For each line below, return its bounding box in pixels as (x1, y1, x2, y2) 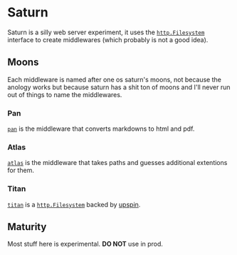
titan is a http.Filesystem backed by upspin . (7, 200, 141, 209)
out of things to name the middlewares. (7, 90, 122, 99)
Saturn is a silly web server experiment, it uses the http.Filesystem (7, 28, 205, 36)
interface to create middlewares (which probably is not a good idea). (7, 35, 209, 44)
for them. (7, 166, 34, 175)
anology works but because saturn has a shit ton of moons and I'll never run (7, 83, 231, 91)
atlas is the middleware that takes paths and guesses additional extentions (7, 159, 228, 167)
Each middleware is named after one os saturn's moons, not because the (7, 75, 222, 84)
